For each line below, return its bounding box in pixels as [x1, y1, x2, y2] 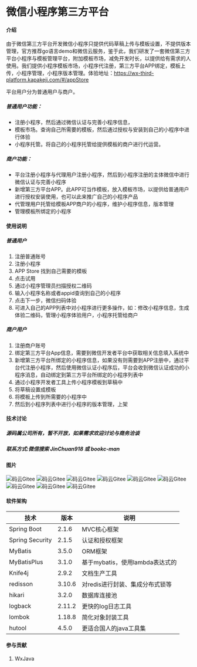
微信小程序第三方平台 [6, 5, 110, 19]
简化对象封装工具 [81, 613, 129, 621]
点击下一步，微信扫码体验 [14, 297, 77, 304]
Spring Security [9, 536, 52, 544]
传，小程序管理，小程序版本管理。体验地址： [6, 70, 114, 77]
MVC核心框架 [81, 525, 119, 533]
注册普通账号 [14, 253, 46, 260]
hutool [9, 624, 27, 632]
